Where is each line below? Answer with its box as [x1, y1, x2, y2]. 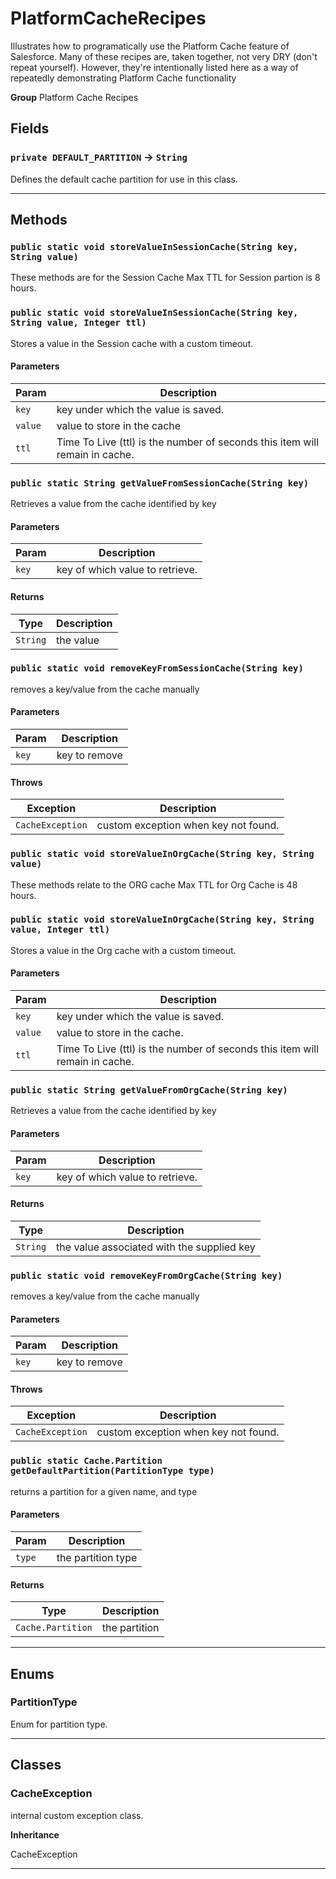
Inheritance [10, 1828, 60, 1841]
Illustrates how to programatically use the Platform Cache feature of [10, 40, 290, 52]
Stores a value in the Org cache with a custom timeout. [10, 944, 237, 956]
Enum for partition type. [10, 1718, 108, 1730]
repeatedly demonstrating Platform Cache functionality [10, 72, 237, 84]
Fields [10, 120, 50, 137]
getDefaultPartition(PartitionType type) [10, 1465, 215, 1477]
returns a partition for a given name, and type [10, 1485, 198, 1497]
